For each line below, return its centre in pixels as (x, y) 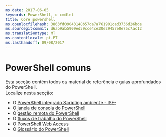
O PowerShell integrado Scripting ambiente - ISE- (64, 102)
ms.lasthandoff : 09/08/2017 (35, 43)
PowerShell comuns (48, 67)
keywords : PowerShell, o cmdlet (39, 15)
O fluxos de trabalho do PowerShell (50, 118)
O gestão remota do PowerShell (46, 113)
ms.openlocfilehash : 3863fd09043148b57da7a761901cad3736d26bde (74, 24)
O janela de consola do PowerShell (49, 108)
